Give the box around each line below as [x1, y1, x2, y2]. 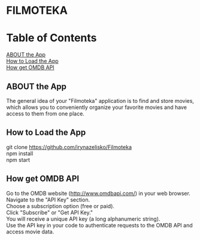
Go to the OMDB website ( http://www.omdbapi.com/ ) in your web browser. [6, 189, 190, 197]
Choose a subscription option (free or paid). [6, 202, 115, 209]
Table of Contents [6, 31, 97, 45]
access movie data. [6, 228, 54, 235]
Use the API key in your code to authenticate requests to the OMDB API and [6, 221, 193, 229]
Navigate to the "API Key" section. [6, 196, 90, 203]
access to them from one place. [6, 109, 85, 117]
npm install [6, 150, 34, 157]
